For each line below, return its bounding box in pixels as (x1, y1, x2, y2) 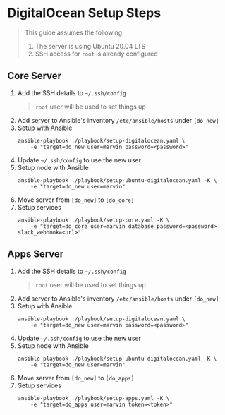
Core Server (7, 70, 62, 82)
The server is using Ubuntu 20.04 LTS (35, 42, 146, 50)
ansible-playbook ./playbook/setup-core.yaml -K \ (17, 217, 170, 224)
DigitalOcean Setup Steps (7, 5, 161, 21)
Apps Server (7, 248, 64, 260)
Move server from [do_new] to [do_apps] (17, 373, 135, 382)
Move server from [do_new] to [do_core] (17, 196, 135, 204)
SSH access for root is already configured (35, 49, 159, 58)
